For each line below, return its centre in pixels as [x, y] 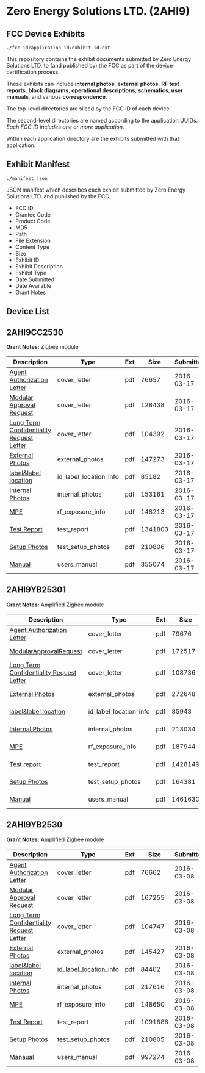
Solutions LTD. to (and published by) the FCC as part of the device [90, 66]
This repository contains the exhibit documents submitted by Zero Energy [99, 59]
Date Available [33, 285]
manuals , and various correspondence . [57, 97]
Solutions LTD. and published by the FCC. [59, 196]
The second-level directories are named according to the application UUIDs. [102, 120]
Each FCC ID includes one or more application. [65, 127]
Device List [28, 311]
